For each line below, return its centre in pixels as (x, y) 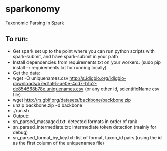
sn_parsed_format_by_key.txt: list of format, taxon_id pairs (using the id (87, 137)
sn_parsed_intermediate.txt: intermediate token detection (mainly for (85, 127)
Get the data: (26, 73)
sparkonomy (33, 9)
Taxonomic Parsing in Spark (35, 23)
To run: (17, 39)
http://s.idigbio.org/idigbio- (98, 78)
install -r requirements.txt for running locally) (60, 67)
